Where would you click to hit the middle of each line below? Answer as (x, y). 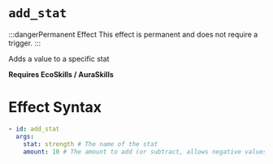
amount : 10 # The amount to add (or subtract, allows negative (132, 152)
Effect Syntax (55, 108)
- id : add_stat (34, 129)
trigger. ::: (25, 43)
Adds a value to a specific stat (59, 58)
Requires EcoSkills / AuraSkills (61, 74)
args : (25, 136)
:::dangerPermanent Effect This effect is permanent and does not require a (133, 34)
